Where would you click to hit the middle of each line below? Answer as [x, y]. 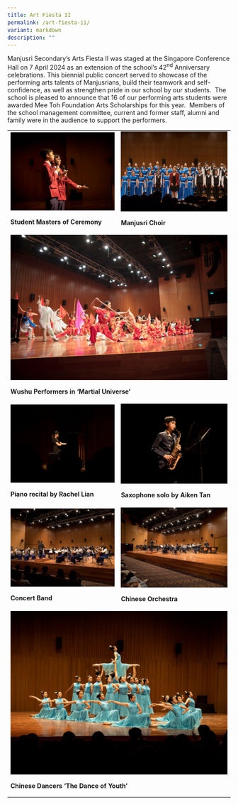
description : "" [31, 38]
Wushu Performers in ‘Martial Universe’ [70, 391]
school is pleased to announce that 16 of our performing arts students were [117, 97]
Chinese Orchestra [149, 599]
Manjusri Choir [143, 223]
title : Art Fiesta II [39, 15]
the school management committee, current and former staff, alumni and [113, 112]
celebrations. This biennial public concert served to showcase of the [107, 75]
